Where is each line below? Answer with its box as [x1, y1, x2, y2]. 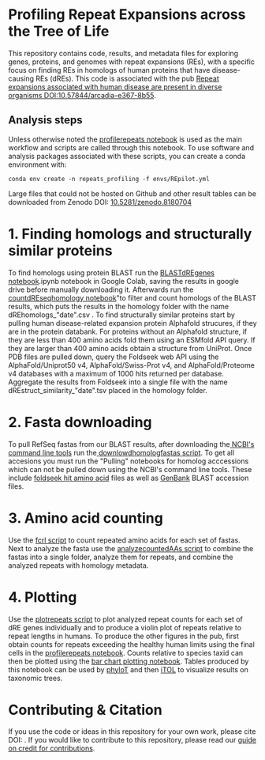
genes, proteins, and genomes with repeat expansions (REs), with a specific [8, 57, 255, 66]
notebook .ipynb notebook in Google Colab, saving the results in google [8, 276, 239, 285]
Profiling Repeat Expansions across [8, 6, 246, 24]
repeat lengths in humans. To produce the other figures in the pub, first [8, 631, 239, 641]
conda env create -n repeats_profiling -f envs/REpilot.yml [8, 175, 211, 183]
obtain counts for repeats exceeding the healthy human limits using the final [8, 639, 255, 649]
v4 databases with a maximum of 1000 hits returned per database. [8, 369, 225, 378]
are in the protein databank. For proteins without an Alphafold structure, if [8, 327, 248, 336]
